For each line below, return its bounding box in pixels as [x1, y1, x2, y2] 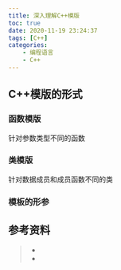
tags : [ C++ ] [8, 33, 48, 42]
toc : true [8, 19, 41, 27]
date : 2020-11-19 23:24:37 [8, 26, 98, 34]
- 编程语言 [22, 49, 54, 57]
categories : [8, 41, 48, 49]
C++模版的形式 [8, 88, 84, 101]
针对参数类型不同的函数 [8, 133, 85, 143]
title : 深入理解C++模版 [8, 11, 80, 20]
